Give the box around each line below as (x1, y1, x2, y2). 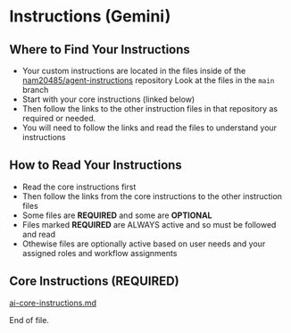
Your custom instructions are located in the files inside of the (21, 65, 246, 76)
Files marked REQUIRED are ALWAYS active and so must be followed (21, 219, 277, 229)
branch (21, 85, 49, 95)
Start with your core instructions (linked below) (21, 94, 195, 104)
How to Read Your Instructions (9, 158, 183, 173)
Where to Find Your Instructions (9, 42, 190, 57)
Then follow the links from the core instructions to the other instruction (21, 190, 283, 202)
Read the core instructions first (21, 181, 137, 192)
